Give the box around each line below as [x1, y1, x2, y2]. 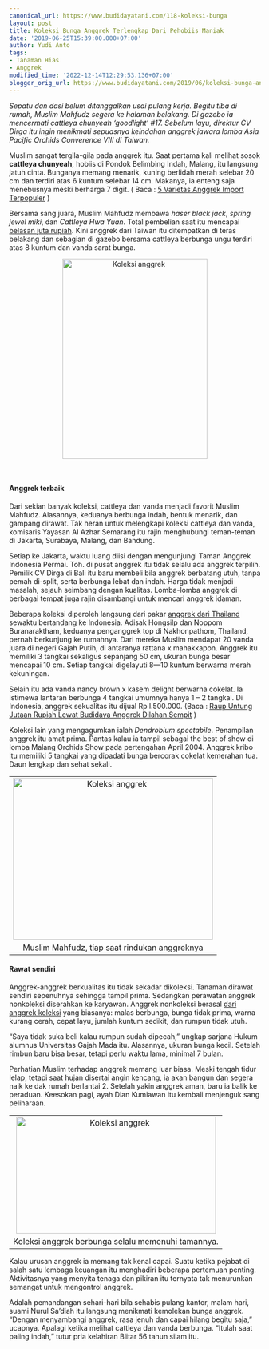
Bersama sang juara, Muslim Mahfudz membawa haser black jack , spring [9, 208, 251, 218]
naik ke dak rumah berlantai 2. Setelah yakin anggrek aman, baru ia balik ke [9, 1081, 258, 1090]
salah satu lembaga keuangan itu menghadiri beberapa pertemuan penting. [9, 1265, 256, 1275]
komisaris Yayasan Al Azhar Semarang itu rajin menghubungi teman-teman [9, 526, 255, 537]
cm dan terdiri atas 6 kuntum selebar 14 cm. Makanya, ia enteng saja [9, 175, 235, 185]
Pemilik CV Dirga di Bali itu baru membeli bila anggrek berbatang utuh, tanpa [9, 568, 261, 578]
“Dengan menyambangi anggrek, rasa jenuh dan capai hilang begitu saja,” [9, 1315, 252, 1324]
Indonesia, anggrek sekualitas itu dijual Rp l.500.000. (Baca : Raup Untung [9, 701, 253, 711]
